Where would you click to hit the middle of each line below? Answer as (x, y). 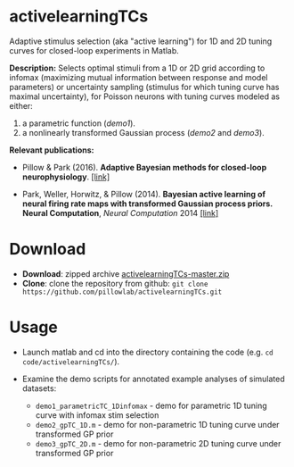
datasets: (39, 388)
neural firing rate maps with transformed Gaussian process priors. (147, 204)
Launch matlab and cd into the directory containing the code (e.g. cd (147, 352)
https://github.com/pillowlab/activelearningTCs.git (122, 292)
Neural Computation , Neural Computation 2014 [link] (120, 213)
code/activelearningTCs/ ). (71, 361)
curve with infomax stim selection (97, 415)
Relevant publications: (52, 150)
